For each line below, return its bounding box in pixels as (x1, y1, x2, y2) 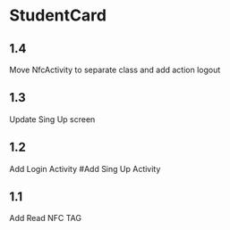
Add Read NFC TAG (9, 213, 82, 224)
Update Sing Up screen (9, 113, 96, 125)
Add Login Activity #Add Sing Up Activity (9, 163, 161, 174)
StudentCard (9, 5, 107, 26)
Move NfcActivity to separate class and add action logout (9, 64, 221, 75)
